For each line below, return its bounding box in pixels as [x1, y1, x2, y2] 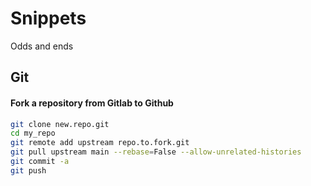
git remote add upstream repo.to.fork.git [10, 138, 190, 148]
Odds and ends [10, 40, 74, 52]
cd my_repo [10, 128, 56, 139]
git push [10, 165, 47, 176]
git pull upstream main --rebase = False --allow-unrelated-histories [10, 147, 302, 157]
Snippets [10, 7, 87, 30]
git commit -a [10, 157, 70, 167]
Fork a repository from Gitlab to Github [10, 97, 174, 109]
